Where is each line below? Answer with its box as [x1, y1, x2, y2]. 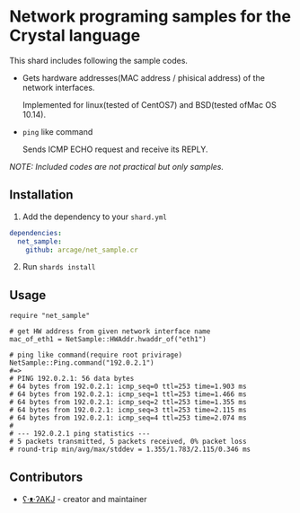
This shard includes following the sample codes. [9, 55, 189, 66]
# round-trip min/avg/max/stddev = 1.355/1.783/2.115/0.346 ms [9, 445, 251, 455]
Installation [9, 187, 74, 203]
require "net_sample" [9, 312, 91, 321]
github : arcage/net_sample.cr [25, 245, 139, 254]
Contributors [9, 469, 84, 484]
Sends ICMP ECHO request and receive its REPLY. [22, 144, 208, 155]
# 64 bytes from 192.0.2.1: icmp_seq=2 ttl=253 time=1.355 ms [9, 398, 247, 407]
